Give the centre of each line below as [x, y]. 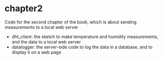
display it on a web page [37, 52]
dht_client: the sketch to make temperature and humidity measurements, [85, 37]
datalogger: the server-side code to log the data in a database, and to [82, 47]
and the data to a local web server [46, 41]
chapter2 [24, 9]
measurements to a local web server [41, 27]
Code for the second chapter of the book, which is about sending [71, 22]
